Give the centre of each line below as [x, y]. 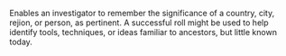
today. [21, 42]
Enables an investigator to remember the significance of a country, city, [142, 13]
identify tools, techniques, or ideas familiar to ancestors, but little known [143, 32]
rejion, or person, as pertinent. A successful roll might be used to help [139, 23]
